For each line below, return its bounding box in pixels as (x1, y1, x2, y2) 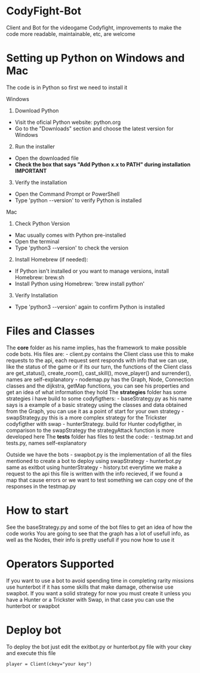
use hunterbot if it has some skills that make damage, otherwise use (6, 583, 174, 590)
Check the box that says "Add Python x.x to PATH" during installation (14, 160, 191, 168)
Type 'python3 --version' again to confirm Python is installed (14, 303, 165, 310)
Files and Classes (6, 324, 95, 338)
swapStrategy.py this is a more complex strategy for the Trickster (6, 414, 167, 421)
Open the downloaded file (14, 154, 79, 162)
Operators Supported (6, 557, 115, 571)
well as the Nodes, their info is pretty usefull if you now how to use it (6, 536, 175, 543)
